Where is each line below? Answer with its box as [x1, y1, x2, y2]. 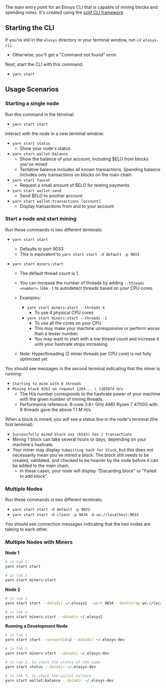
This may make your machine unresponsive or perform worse [34, 325, 160, 331]
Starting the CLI [5, 24, 54, 32]
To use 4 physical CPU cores [34, 309, 94, 316]
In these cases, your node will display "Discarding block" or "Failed [19, 467, 157, 474]
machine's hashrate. [12, 441, 54, 447]
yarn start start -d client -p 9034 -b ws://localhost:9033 [12, 512, 139, 517]
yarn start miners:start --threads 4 [27, 305, 105, 310]
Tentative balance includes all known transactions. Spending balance [19, 166, 161, 172]
